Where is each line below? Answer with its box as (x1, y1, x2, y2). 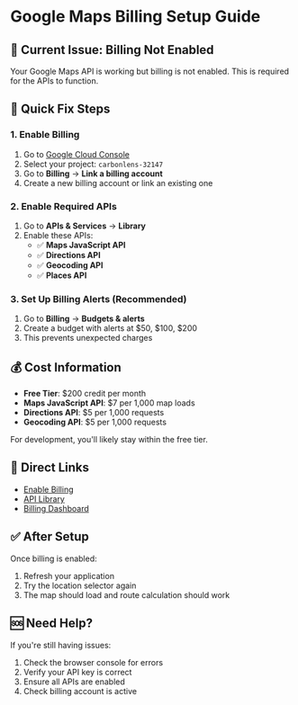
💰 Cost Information (10, 360, 122, 375)
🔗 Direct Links (10, 460, 89, 476)
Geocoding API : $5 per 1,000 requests (23, 416, 167, 428)
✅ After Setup (10, 529, 89, 545)
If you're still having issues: (10, 639, 112, 650)
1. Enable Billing (10, 129, 80, 141)
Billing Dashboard (23, 503, 89, 513)
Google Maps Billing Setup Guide (10, 6, 261, 27)
